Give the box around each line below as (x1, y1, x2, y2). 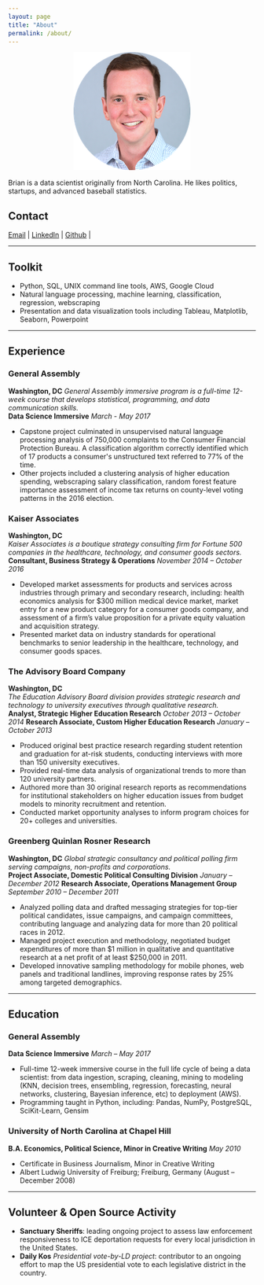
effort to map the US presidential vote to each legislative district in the (19, 1260, 246, 1269)
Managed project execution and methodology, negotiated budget (19, 936, 230, 945)
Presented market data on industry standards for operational (19, 629, 216, 639)
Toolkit (8, 260, 43, 274)
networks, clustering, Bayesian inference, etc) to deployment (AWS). (19, 1089, 242, 1099)
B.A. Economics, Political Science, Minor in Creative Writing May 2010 (8, 1143, 241, 1153)
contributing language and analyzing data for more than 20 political (19, 919, 238, 928)
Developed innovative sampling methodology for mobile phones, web (19, 960, 244, 970)
